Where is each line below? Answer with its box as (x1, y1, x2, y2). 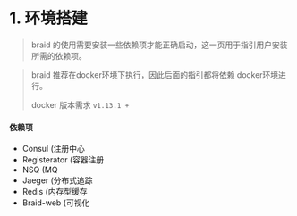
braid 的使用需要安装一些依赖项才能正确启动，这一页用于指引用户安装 (30, 39, 288, 50)
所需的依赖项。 (30, 50, 87, 61)
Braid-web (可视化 (21, 197, 90, 208)
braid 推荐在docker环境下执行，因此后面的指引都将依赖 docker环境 (30, 69, 279, 80)
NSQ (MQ (21, 164, 58, 175)
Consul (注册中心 (21, 144, 85, 154)
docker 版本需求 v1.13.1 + (30, 99, 130, 110)
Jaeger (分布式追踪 (21, 175, 93, 186)
